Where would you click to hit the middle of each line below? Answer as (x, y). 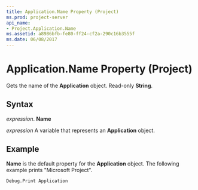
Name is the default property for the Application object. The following (93, 163)
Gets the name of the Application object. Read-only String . (80, 85)
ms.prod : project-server (37, 17)
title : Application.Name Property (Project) (63, 12)
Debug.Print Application (37, 181)
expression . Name (29, 119)
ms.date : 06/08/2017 (32, 39)
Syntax (20, 104)
